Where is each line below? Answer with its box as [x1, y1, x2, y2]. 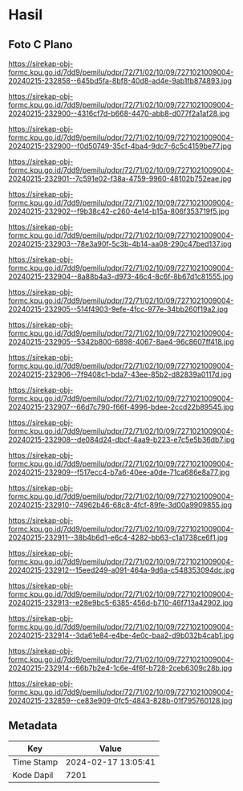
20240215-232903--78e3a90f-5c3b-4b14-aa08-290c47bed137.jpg [8, 239, 233, 248]
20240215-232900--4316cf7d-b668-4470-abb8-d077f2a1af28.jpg [8, 108, 230, 118]
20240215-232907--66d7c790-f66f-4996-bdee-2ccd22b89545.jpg [8, 402, 234, 411]
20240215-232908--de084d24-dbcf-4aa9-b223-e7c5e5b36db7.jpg [8, 435, 235, 444]
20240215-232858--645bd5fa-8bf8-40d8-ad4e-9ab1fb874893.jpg [8, 76, 233, 85]
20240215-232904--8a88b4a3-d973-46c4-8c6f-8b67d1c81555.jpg [8, 271, 234, 281]
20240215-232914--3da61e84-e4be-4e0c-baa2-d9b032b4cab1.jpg [8, 630, 234, 640]
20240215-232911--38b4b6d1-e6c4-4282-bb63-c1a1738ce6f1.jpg [8, 532, 229, 542]
